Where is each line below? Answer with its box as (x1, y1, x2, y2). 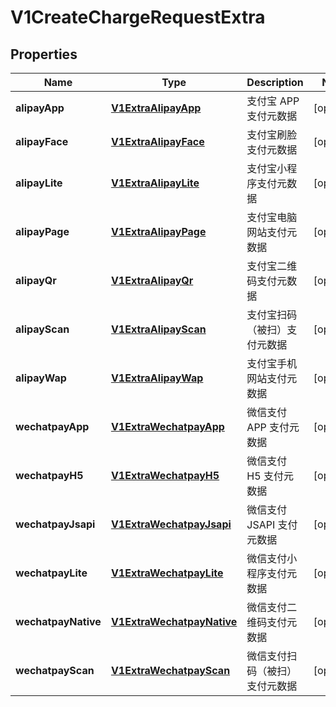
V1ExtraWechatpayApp (110, 420, 225, 433)
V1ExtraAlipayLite (110, 176, 200, 190)
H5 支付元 (246, 469, 294, 483)
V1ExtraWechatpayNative (110, 615, 238, 628)
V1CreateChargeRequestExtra (10, 6, 266, 29)
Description (246, 76, 304, 89)
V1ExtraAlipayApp (110, 101, 202, 115)
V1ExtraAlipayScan (110, 322, 207, 336)
